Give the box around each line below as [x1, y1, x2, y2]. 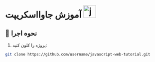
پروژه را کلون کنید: [12, 42, 47, 48]
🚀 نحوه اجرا [5, 29, 37, 37]
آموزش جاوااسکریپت [5, 9, 82, 20]
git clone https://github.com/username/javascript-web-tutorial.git [5, 52, 151, 57]
